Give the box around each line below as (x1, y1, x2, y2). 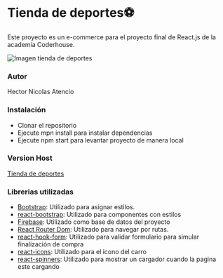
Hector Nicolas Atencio (7, 88, 74, 96)
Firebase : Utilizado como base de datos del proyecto (17, 218, 170, 226)
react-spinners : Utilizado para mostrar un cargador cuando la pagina (17, 255, 217, 263)
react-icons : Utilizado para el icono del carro (17, 248, 147, 256)
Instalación (7, 105, 46, 115)
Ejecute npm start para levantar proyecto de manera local (17, 135, 184, 144)
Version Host (7, 153, 53, 163)
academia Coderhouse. (7, 40, 75, 48)
